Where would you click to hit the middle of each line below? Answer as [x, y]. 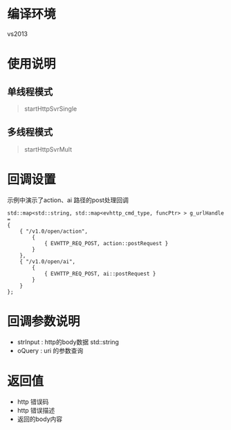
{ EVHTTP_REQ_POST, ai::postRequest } [100, 274]
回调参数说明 [44, 321]
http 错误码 [33, 402]
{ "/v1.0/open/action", [54, 231]
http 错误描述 [36, 410]
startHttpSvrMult [48, 149]
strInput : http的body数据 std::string [68, 342]
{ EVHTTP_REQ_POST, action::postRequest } [106, 243]
